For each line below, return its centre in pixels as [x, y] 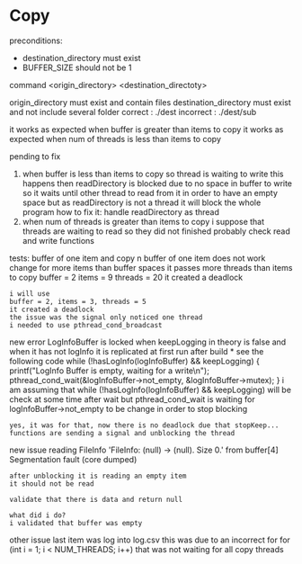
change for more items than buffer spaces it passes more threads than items [151, 267]
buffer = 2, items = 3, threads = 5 [78, 301]
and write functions [58, 240]
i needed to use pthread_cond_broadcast [86, 325]
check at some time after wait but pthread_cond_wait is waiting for [132, 399]
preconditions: [36, 40]
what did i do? [38, 515]
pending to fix [35, 156]
